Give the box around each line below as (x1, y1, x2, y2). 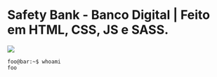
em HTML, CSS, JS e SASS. (7, 22, 169, 38)
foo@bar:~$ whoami (7, 58, 61, 65)
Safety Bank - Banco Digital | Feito (7, 7, 211, 23)
